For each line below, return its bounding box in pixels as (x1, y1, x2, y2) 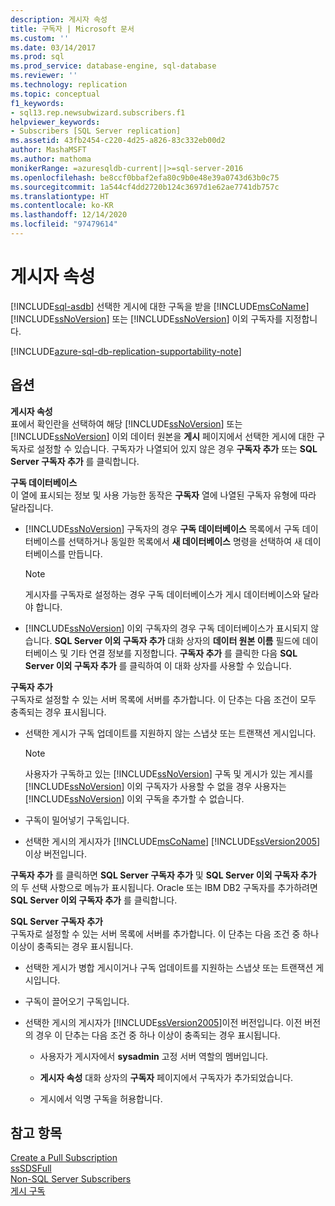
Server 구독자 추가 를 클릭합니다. (10, 455, 140, 467)
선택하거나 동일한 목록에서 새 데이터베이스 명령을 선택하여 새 (68, 535, 303, 547)
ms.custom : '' (10, 33, 70, 43)
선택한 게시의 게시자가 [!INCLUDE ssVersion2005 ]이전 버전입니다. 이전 (24, 1016, 303, 1028)
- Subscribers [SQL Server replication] (10, 126, 182, 136)
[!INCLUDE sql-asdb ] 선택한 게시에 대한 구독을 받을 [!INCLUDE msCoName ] (10, 300, 310, 312)
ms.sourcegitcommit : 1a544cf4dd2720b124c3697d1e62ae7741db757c (10, 182, 280, 192)
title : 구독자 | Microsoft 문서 (10, 24, 135, 34)
